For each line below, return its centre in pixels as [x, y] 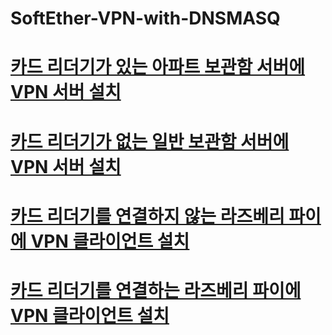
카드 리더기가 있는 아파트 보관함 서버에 [158, 67]
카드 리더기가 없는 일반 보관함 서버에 [150, 141]
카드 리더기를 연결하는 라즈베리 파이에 [156, 290]
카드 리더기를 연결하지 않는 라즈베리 [147, 216]
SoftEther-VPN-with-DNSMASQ [145, 18]
